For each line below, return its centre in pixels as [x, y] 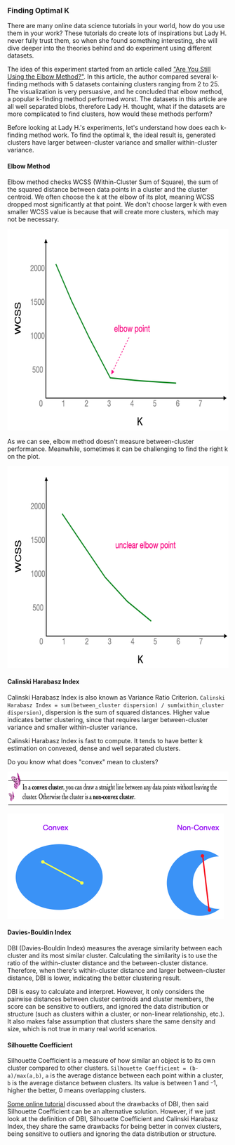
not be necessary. [33, 219]
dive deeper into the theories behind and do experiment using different [109, 48]
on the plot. [24, 456]
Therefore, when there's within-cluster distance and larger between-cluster [116, 970]
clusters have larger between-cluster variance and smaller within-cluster [112, 143]
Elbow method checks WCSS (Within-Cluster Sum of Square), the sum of [113, 182]
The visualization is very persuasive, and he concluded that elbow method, [115, 92]
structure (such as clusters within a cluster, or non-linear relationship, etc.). [116, 1014]
